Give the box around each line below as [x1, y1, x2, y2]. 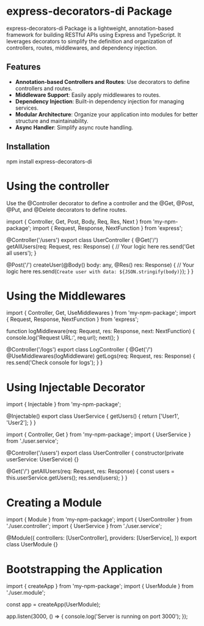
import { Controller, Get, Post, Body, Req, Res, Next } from [6, 217, 151, 225]
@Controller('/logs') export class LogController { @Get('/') [6, 346, 153, 353]
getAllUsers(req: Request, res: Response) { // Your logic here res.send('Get [6, 243, 195, 250]
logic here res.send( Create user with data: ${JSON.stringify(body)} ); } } [6, 268, 194, 275]
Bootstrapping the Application [6, 562, 163, 576]
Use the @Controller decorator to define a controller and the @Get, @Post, [6, 199, 194, 206]
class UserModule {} [6, 541, 58, 548]
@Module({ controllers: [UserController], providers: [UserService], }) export [6, 534, 197, 541]
